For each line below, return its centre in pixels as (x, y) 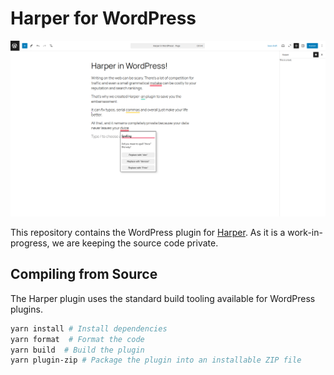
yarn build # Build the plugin (77, 350)
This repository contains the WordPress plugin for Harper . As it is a (148, 232)
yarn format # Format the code (77, 339)
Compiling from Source (84, 274)
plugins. (26, 309)
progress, (30, 243)
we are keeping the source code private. (135, 243)
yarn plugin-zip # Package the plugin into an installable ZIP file (156, 360)
